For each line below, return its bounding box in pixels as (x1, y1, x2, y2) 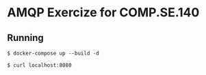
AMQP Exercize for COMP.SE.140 (7, 5, 200, 20)
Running (7, 32, 44, 44)
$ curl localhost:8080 (7, 62, 72, 69)
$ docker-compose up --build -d (7, 50, 99, 57)
